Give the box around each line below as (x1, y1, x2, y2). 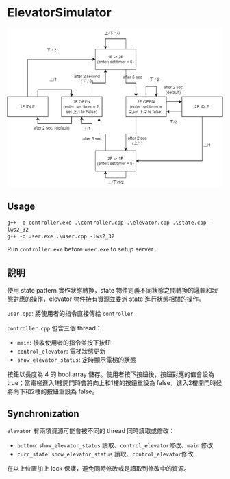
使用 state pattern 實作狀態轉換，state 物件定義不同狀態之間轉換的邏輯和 (7, 286, 212, 295)
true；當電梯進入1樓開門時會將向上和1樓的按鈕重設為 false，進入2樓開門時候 (7, 379, 222, 387)
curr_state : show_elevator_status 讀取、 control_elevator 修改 (16, 450, 194, 458)
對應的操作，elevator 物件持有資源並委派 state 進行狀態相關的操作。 (12, 295, 205, 303)
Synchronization (7, 408, 80, 419)
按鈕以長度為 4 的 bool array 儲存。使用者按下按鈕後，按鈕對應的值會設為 (7, 370, 214, 378)
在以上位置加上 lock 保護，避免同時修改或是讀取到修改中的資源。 (7, 465, 190, 473)
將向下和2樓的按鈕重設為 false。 (7, 387, 99, 395)
